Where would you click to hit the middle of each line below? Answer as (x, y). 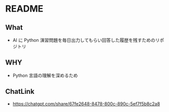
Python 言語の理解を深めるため (45, 75)
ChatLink (20, 92)
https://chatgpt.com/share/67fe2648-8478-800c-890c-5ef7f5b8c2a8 (86, 103)
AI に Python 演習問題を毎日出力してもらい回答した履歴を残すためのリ (86, 40)
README (24, 9)
